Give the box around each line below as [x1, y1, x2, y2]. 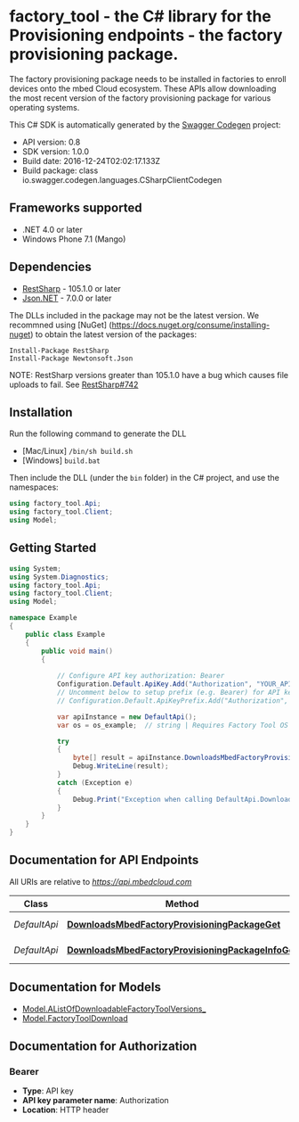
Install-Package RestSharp [9, 346, 109, 355]
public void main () [41, 647, 114, 656]
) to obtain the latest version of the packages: [29, 328, 198, 340]
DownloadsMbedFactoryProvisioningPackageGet [66, 918, 281, 930]
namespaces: [9, 482, 60, 492]
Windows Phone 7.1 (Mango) [21, 234, 126, 244]
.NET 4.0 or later [21, 224, 83, 235]
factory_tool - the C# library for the [9, 6, 271, 27]
